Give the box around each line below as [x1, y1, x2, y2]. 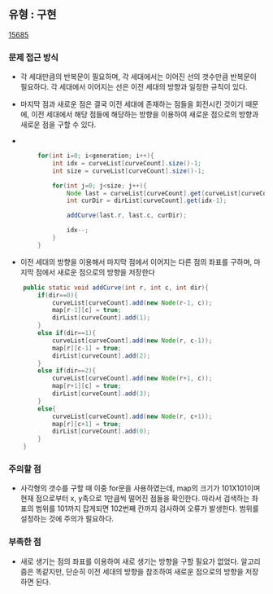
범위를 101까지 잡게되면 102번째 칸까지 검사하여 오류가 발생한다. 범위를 [35, 504, 259, 513]
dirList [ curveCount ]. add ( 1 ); [51, 314, 151, 322]
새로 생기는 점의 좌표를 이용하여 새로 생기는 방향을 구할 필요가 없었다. [19, 557, 240, 566]
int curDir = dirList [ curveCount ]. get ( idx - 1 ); [66, 196, 227, 205]
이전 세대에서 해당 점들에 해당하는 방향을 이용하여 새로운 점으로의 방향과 [31, 109, 259, 120]
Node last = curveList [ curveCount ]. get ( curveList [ [66, 189, 242, 197]
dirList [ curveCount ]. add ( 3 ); [51, 389, 151, 398]
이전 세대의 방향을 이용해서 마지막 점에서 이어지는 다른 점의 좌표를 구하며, [19, 257, 253, 266]
